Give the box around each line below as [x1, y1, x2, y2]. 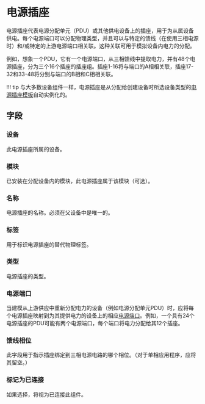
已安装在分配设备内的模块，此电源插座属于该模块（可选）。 [6, 177, 154, 184]
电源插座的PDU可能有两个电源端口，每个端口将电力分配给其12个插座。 [6, 320, 184, 327]
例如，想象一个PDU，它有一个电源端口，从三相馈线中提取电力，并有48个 [6, 55, 190, 62]
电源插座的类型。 [6, 272, 49, 280]
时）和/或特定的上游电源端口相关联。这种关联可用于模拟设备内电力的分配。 [6, 42, 196, 49]
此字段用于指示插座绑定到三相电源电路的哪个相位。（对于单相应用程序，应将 [6, 352, 196, 359]
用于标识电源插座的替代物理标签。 [6, 240, 92, 248]
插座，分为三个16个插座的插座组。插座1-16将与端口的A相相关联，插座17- [11, 62, 194, 70]
